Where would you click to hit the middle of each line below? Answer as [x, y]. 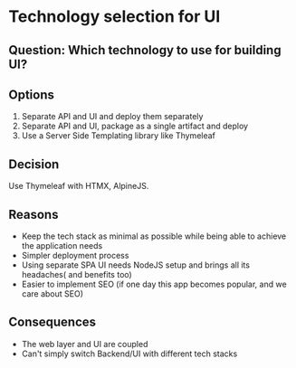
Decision [34, 164]
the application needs [62, 246]
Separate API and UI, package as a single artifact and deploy [135, 126]
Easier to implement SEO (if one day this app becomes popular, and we [154, 284]
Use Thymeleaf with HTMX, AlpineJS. [79, 186]
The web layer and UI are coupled [85, 344]
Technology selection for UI [115, 17]
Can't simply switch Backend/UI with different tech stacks [129, 354]
